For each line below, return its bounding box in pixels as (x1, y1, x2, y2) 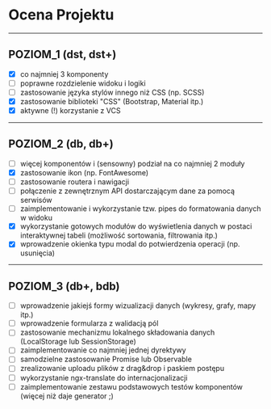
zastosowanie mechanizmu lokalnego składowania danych (19, 327, 215, 337)
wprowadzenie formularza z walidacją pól (19, 318, 159, 328)
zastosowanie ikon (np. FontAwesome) (19, 167, 149, 177)
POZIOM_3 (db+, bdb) (8, 279, 120, 293)
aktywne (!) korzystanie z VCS (19, 106, 121, 115)
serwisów (19, 196, 52, 205)
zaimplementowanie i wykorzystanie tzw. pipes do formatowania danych (19, 204, 261, 213)
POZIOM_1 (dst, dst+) (8, 48, 117, 61)
